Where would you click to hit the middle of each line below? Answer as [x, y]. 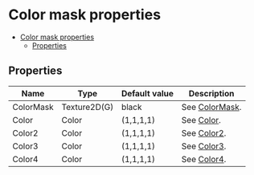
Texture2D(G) [88, 107]
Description [211, 93]
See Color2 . [204, 132]
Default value [147, 93]
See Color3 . [204, 146]
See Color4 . [204, 159]
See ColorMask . [211, 107]
